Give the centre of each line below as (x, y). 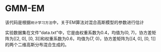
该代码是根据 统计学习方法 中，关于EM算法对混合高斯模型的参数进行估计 (75, 22)
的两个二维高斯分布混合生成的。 (37, 44)
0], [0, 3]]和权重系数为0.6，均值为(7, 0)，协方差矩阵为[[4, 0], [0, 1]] (89, 39)
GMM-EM (25, 8)
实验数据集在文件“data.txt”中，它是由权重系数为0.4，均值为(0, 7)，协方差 (79, 32)
